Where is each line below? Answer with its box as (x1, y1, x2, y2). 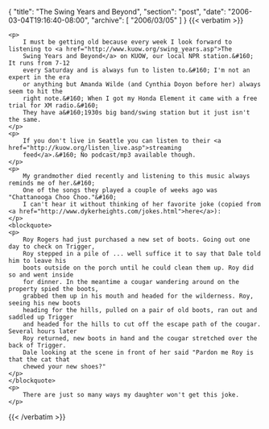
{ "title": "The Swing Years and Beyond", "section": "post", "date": (8, 7, 227, 16)
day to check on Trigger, (8, 243, 95, 251)
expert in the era (8, 73, 70, 81)
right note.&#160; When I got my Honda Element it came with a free (23, 94, 258, 102)
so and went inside (8, 271, 74, 279)
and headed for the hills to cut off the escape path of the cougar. (23, 320, 262, 328)
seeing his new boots (8, 299, 81, 307)
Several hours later (8, 327, 78, 335)
